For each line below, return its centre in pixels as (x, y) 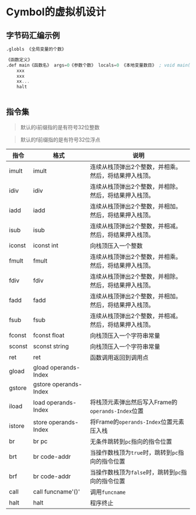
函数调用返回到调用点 (119, 357)
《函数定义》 (19, 60)
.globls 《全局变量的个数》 (36, 49)
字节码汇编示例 (33, 35)
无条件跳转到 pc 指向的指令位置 (131, 441)
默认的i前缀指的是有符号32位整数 (60, 127)
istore (17, 426)
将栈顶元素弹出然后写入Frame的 (134, 402)
